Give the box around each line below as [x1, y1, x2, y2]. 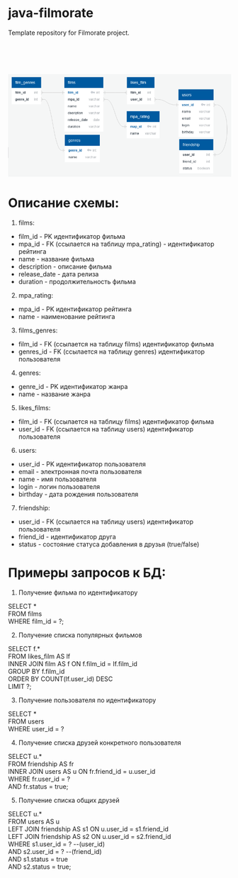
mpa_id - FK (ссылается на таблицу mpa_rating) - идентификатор [18, 240, 215, 248]
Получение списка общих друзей [18, 796, 120, 804]
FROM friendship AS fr [8, 760, 74, 768]
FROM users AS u [8, 817, 59, 826]
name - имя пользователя [18, 475, 97, 483]
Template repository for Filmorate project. [8, 28, 130, 37]
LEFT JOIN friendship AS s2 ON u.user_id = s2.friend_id [8, 832, 171, 840]
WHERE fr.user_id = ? [8, 775, 70, 783]
